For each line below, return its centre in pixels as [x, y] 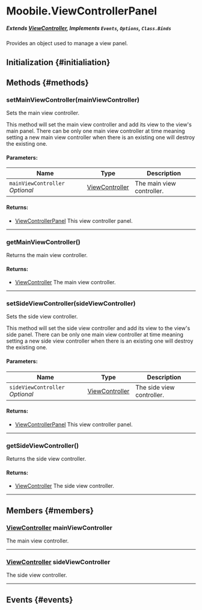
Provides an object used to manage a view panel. [67, 43]
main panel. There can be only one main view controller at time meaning [96, 131]
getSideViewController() [43, 446]
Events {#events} [40, 599]
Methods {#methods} [47, 82]
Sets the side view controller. [42, 317]
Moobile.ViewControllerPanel [82, 11]
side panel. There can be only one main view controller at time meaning [95, 335]
